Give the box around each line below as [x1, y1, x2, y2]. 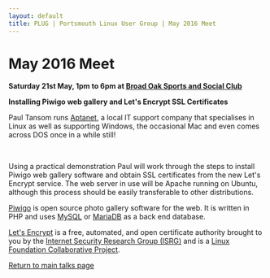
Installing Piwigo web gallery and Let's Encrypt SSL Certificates [8, 97, 229, 106]
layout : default [8, 11, 63, 20]
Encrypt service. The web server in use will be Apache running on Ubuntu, [8, 179, 259, 189]
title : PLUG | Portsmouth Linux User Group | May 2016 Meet [8, 20, 217, 28]
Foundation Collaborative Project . [8, 245, 120, 254]
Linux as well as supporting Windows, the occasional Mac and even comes [8, 121, 260, 131]
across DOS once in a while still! [8, 130, 116, 140]
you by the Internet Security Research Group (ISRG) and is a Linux [8, 237, 230, 246]
